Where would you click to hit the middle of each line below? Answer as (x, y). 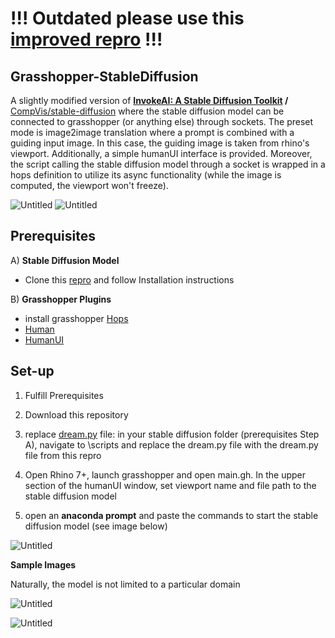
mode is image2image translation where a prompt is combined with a (152, 132)
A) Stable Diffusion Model (65, 260)
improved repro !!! (86, 39)
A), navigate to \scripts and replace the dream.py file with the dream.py (171, 444)
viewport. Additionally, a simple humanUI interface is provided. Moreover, (161, 153)
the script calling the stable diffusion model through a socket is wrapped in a (168, 164)
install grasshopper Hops (76, 318)
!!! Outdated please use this (127, 18)
